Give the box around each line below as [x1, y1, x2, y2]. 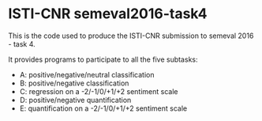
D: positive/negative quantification [19, 95, 132, 104]
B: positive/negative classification [19, 78, 129, 88]
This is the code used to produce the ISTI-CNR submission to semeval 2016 [8, 31, 254, 40]
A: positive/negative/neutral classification [19, 70, 155, 79]
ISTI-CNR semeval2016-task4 [8, 5, 208, 23]
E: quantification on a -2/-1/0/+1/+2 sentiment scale [19, 104, 188, 113]
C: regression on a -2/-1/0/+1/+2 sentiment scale [19, 86, 178, 96]
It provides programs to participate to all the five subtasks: [8, 55, 198, 64]
